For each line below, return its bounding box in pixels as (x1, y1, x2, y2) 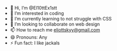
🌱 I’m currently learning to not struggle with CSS (10, 16, 112, 21)
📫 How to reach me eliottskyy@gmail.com (10, 27, 101, 33)
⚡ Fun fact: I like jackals (10, 40, 60, 46)
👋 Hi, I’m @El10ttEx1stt (10, 5, 57, 11)
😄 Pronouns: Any (10, 34, 48, 40)
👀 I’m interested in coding (10, 10, 64, 16)
